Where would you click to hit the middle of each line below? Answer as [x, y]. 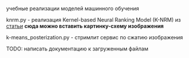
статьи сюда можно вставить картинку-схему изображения [85, 26]
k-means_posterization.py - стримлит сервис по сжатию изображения [95, 37]
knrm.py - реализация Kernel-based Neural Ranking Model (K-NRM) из [94, 20]
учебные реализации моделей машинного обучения [73, 8]
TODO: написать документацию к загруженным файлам [77, 49]
